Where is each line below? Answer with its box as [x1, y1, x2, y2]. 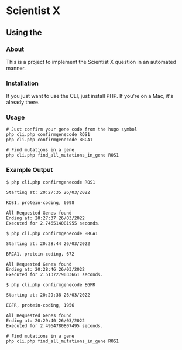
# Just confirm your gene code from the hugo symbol [6, 127, 138, 132]
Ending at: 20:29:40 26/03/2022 [6, 318, 85, 324]
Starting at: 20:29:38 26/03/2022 [6, 292, 91, 298]
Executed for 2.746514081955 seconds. [6, 220, 101, 226]
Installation [6, 79, 39, 87]
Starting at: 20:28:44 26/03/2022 [6, 240, 91, 247]
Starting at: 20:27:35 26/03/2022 [6, 189, 91, 195]
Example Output [6, 166, 53, 174]
